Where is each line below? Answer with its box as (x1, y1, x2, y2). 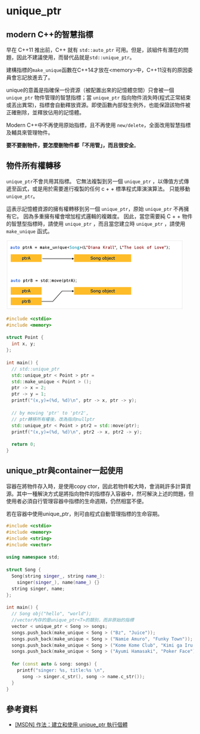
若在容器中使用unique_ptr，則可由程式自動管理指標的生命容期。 (6, 510, 163, 517)
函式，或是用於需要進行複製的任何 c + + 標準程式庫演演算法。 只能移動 (16, 185, 190, 192)
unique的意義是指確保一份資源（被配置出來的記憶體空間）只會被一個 (6, 86, 174, 94)
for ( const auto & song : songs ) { (11, 661, 97, 667)
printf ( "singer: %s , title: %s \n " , (17, 667, 105, 673)
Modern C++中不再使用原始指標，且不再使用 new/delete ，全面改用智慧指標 (6, 122, 191, 129)
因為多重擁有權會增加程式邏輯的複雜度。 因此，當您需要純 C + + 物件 (23, 213, 193, 220)
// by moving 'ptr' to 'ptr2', (11, 410, 89, 416)
